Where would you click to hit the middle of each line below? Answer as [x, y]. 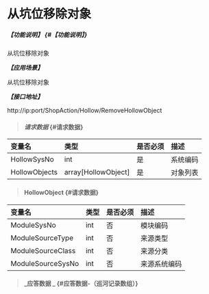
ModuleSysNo [33, 225]
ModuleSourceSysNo [45, 263]
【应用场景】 [25, 68]
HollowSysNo [32, 159]
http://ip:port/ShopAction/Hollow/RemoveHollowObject [85, 111]
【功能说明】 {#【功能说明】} [47, 34]
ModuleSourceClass [43, 250]
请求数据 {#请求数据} [53, 126]
